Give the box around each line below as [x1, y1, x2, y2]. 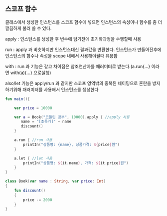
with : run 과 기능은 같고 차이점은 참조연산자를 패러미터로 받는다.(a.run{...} [5, 63, 151, 69]
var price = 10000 [14, 105, 52, 110]
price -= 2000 [23, 197, 52, 202]
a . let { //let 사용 [14, 155, 52, 161]
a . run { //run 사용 [14, 137, 52, 142]
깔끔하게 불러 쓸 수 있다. [5, 25, 52, 31]
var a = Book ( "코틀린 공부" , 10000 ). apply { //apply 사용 [14, 114, 130, 119]
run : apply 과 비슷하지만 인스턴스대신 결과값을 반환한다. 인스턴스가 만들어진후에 [5, 46, 162, 52]
